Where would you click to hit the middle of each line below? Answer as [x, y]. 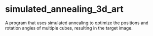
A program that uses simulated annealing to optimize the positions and [77, 23]
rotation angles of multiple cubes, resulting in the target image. [69, 28]
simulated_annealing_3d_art [64, 9]
